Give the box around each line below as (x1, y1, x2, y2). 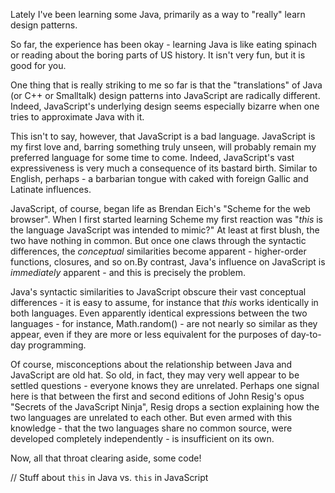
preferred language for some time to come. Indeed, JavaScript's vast (10, 152, 295, 163)
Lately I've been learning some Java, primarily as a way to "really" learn (10, 9, 306, 20)
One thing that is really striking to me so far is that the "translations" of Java (10, 79, 323, 91)
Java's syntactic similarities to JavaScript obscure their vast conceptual (10, 286, 307, 298)
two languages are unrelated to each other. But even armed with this (10, 412, 293, 423)
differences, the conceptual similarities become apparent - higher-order (10, 245, 307, 257)
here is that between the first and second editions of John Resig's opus (10, 390, 305, 402)
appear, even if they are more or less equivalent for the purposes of (10, 329, 289, 340)
